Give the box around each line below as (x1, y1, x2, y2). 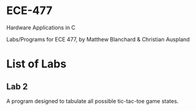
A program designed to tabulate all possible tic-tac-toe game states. (6, 97, 179, 104)
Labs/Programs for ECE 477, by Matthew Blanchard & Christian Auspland (6, 35, 190, 43)
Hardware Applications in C (6, 24, 75, 31)
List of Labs (6, 57, 67, 71)
